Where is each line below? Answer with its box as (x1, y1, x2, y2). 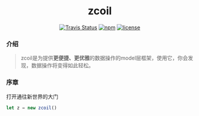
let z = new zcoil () (6, 105, 58, 111)
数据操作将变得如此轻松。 (31, 62, 94, 69)
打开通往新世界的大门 (6, 93, 58, 100)
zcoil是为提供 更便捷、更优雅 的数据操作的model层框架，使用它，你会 (20, 55, 188, 62)
